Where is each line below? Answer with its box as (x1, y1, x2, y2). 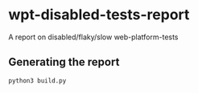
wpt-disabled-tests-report (8, 6, 190, 24)
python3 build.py (8, 76, 67, 85)
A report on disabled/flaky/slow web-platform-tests (8, 32, 179, 42)
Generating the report (8, 55, 120, 69)
